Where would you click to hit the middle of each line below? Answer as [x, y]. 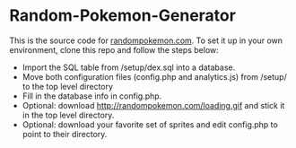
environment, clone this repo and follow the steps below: [114, 49]
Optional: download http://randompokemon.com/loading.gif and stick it [153, 105]
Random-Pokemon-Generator [122, 16]
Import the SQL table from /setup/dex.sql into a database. [129, 67]
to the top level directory [68, 86]
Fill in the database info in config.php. [92, 96]
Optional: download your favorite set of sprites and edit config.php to [150, 124]
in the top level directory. [68, 115]
